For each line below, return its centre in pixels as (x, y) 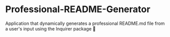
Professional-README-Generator (78, 9)
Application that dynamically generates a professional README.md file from (85, 23)
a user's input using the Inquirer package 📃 (51, 28)
